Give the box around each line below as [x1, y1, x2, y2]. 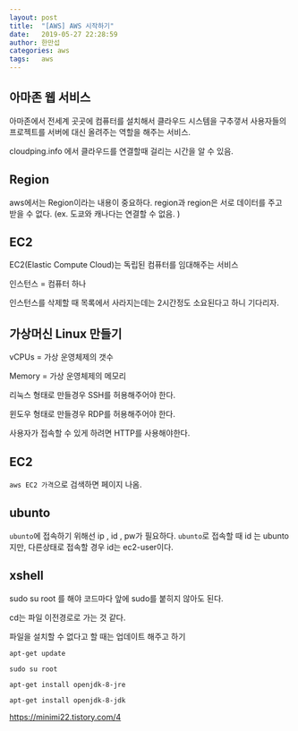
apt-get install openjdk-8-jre [9, 680, 126, 689]
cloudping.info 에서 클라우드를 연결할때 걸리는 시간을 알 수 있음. [9, 145, 234, 157]
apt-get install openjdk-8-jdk [9, 695, 126, 705]
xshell [9, 568, 44, 583]
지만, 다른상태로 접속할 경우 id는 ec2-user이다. [9, 541, 175, 552]
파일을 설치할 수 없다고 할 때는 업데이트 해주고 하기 [9, 631, 186, 642]
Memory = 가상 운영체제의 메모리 [9, 370, 127, 381]
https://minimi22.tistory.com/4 [9, 711, 122, 722]
